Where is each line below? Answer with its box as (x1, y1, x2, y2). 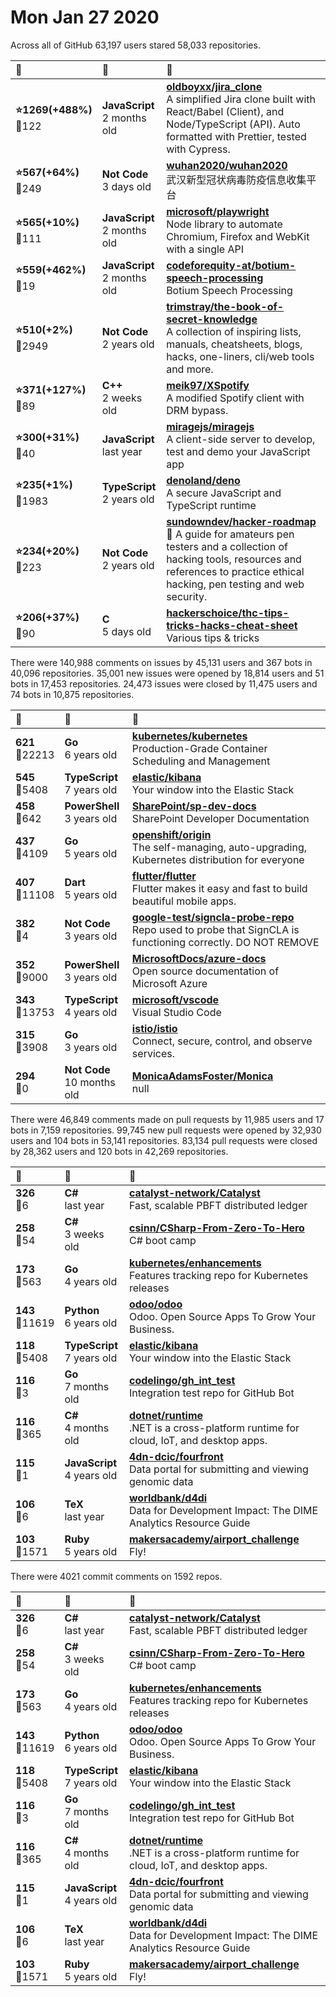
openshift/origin (131, 827, 212, 841)
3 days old (101, 179, 152, 193)
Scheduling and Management (131, 754, 271, 768)
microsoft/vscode (131, 992, 220, 1006)
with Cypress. (166, 142, 231, 156)
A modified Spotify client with (166, 391, 305, 405)
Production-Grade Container (131, 741, 268, 755)
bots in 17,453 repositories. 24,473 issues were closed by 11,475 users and (10, 677, 318, 690)
